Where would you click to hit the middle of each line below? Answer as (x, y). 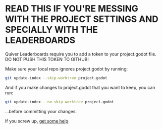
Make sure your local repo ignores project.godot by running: (66, 69)
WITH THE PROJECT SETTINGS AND (82, 19)
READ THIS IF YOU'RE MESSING (72, 9)
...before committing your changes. (41, 111)
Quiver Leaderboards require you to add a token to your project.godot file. (81, 54)
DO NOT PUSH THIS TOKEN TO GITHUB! (47, 59)
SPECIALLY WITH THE (52, 30)
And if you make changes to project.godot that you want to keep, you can (80, 87)
